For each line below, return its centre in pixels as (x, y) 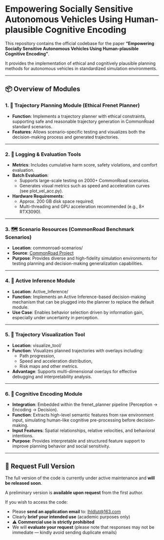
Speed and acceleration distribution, (56, 361)
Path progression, (37, 355)
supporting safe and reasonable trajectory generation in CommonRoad (83, 121)
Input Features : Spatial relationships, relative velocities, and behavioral (83, 431)
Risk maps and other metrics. (49, 366)
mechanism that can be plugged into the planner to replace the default (83, 302)
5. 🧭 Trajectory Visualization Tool (45, 335)
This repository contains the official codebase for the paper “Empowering (80, 43)
